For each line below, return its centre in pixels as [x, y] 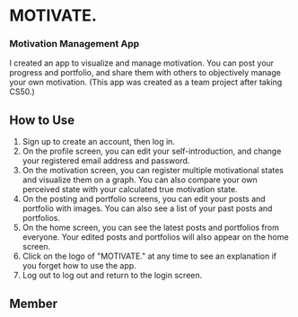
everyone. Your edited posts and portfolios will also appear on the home [155, 237]
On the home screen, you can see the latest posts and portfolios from [151, 228]
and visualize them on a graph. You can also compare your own [140, 180]
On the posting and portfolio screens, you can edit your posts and [144, 199]
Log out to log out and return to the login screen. [112, 276]
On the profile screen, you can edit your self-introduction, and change [152, 151]
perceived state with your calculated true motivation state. [130, 189]
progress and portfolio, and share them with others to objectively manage [145, 73]
